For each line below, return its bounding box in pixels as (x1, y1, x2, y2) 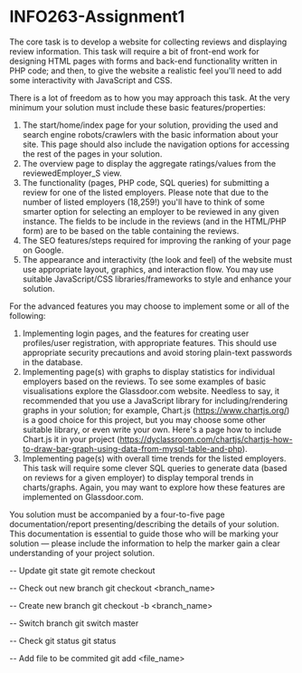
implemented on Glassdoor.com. (22, 491, 144, 502)
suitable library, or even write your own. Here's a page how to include (22, 424, 282, 435)
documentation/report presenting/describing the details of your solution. (9, 518, 279, 529)
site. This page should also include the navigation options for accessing (22, 139, 290, 149)
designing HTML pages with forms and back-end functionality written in (9, 55, 278, 66)
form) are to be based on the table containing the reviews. (22, 225, 240, 236)
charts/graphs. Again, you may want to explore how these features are (22, 482, 286, 493)
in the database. (22, 356, 83, 368)
